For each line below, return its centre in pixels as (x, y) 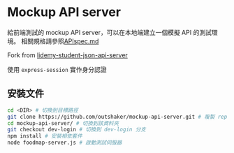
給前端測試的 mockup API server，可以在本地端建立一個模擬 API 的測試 (109, 32)
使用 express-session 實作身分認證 (57, 69)
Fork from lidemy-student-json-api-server (67, 55)
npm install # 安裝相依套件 (45, 136)
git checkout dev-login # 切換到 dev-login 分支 (77, 130)
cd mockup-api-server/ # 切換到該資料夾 (63, 123)
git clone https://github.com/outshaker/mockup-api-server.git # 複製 (111, 117)
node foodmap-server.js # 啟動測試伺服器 (65, 143)
